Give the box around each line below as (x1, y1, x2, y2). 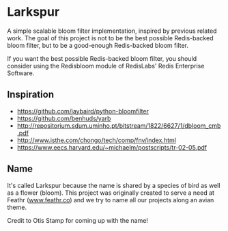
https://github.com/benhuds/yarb (16, 114, 111, 122)
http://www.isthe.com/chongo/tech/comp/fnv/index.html (16, 136, 176, 144)
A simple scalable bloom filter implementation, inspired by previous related (7, 27, 217, 35)
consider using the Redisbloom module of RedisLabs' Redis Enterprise (7, 62, 205, 70)
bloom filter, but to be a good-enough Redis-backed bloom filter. (7, 41, 189, 49)
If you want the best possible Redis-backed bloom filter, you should (7, 54, 197, 62)
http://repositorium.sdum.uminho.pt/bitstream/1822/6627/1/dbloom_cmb (16, 121, 221, 130)
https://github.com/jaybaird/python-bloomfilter (16, 107, 149, 115)
